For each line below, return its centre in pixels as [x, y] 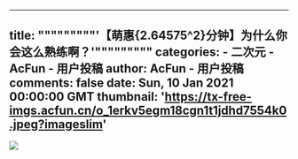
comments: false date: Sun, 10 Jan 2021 [122, 83]
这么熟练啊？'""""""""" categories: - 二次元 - [148, 53]
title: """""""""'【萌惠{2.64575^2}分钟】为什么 [143, 36]
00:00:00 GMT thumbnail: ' [87, 97]
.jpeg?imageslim [56, 125]
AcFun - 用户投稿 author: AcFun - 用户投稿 [126, 68]
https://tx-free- [208, 97]
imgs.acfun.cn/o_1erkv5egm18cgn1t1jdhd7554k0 [148, 111]
